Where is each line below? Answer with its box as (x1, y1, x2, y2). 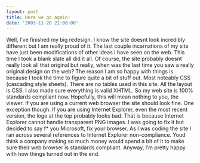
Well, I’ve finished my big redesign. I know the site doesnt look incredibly (6, 36, 186, 44)
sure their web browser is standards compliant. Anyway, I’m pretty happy (6, 144, 186, 151)
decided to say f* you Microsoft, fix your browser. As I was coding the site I (6, 125, 192, 132)
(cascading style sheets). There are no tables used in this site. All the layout (6, 81, 192, 88)
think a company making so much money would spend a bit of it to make (6, 138, 184, 145)
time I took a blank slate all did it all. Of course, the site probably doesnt (6, 55, 182, 63)
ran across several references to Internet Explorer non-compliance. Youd (6, 131, 186, 139)
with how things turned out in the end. (6, 150, 100, 158)
